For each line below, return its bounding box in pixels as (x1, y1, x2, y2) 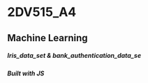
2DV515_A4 (7, 4, 77, 20)
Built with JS (7, 69, 45, 77)
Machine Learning (7, 32, 89, 44)
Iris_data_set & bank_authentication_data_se (7, 52, 142, 60)
